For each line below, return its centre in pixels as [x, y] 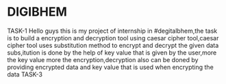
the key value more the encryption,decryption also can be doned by [103, 59]
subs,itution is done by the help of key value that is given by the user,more [112, 53]
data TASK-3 [25, 74]
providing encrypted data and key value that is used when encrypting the [110, 67]
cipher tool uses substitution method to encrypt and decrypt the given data [113, 45]
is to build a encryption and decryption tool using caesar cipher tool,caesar [113, 38]
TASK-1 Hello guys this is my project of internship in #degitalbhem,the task [112, 31]
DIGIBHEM [37, 12]
